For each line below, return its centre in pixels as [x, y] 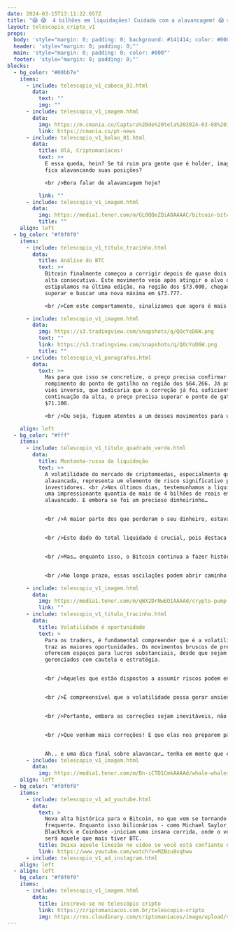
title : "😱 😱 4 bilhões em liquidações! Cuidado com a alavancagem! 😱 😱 [120, 20]
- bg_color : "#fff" [42, 435]
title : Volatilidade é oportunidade [92, 627]
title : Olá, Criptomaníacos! [81, 151]
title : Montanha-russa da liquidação [93, 461]
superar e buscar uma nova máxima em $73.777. [114, 293]
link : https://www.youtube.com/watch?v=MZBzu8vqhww [115, 851]
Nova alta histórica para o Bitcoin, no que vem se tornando [136, 819]
